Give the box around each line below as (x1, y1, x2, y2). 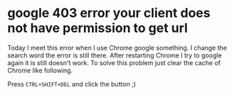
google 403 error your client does (7, 5, 211, 21)
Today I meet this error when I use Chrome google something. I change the (7, 43, 228, 52)
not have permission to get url (7, 20, 188, 36)
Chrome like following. (7, 66, 73, 74)
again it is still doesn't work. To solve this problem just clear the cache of (7, 58, 221, 67)
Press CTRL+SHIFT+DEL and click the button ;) (7, 79, 137, 88)
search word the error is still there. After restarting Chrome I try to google (7, 51, 222, 60)
